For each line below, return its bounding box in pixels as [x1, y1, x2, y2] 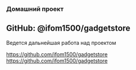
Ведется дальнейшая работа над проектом [6, 39, 116, 46]
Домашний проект [6, 5, 64, 13]
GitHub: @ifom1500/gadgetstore [6, 23, 131, 34]
